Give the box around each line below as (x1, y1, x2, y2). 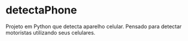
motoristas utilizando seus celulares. (5, 29, 96, 36)
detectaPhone (5, 4, 77, 17)
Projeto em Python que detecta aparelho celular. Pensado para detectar (5, 23, 182, 30)
